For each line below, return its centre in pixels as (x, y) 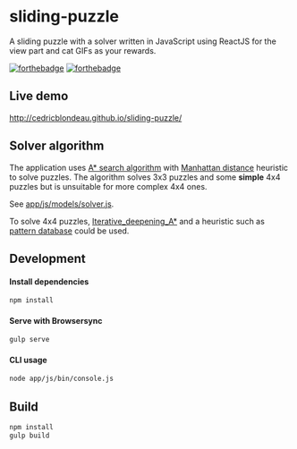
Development (48, 258)
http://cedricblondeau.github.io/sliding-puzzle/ (96, 117)
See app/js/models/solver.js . (62, 204)
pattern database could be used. (69, 231)
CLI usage (28, 360)
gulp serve (30, 340)
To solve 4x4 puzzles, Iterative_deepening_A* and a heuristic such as (137, 221)
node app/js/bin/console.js (62, 379)
